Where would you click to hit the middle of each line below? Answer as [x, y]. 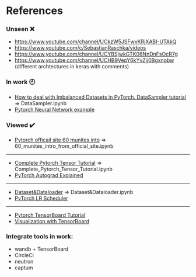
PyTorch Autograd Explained [49, 175]
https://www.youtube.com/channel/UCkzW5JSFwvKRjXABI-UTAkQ [95, 41]
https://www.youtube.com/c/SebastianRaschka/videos [80, 48]
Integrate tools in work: [40, 236]
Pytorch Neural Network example [55, 109]
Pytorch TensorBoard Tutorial [50, 215]
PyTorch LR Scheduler [41, 198]
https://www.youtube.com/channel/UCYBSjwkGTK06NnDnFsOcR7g [96, 54]
